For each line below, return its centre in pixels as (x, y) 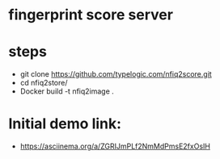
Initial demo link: (65, 124)
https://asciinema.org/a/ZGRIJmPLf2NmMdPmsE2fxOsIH (115, 146)
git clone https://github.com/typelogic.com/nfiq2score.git (116, 74)
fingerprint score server (91, 15)
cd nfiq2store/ (44, 83)
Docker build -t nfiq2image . (67, 91)
